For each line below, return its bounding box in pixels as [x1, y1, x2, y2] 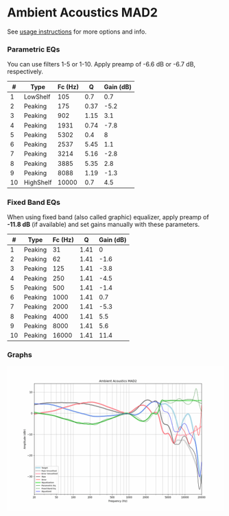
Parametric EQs [7, 45, 60, 54]
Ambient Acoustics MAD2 [7, 5, 158, 21]
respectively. [7, 67, 43, 76]
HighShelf [23, 178, 52, 186]
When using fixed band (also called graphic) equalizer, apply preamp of [7, 213, 209, 221]
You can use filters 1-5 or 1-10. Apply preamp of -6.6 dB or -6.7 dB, [7, 60, 196, 69]
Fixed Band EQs [7, 197, 60, 207]
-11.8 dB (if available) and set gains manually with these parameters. [7, 221, 200, 229]
